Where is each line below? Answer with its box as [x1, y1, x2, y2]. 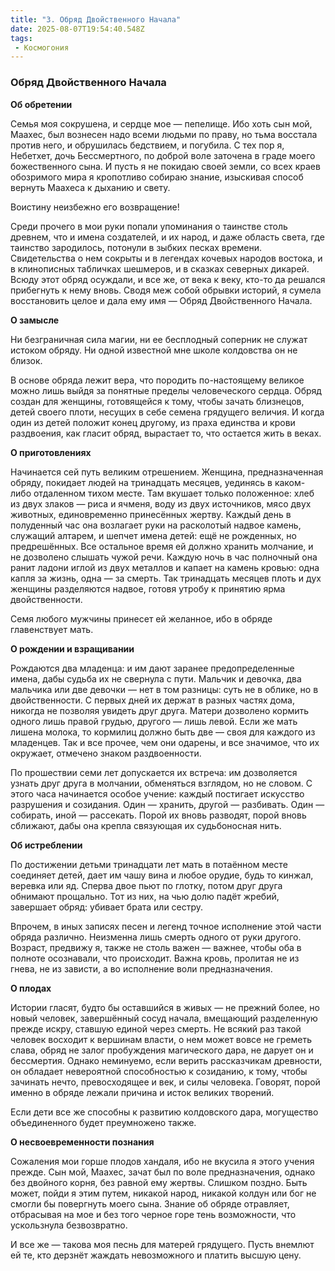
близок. [10, 354, 43, 366]
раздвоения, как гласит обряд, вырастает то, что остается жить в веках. [10, 427, 322, 439]
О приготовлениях [10, 446, 92, 458]
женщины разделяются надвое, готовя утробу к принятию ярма [10, 582, 286, 595]
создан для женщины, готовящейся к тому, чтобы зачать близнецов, [10, 395, 305, 407]
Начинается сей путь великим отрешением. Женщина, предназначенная [10, 466, 324, 478]
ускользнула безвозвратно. [10, 1219, 128, 1231]
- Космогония [14, 42, 70, 53]
